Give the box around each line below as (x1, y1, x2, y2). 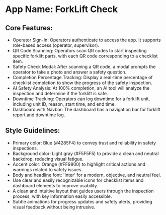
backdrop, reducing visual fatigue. (12, 156, 84, 162)
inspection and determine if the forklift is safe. (12, 91, 108, 96)
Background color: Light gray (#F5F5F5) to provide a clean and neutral (12, 150, 159, 157)
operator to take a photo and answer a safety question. (12, 69, 127, 75)
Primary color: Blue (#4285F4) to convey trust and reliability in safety (12, 139, 156, 146)
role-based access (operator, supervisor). (12, 42, 100, 48)
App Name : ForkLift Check (5, 4, 118, 15)
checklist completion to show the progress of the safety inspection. (12, 80, 152, 86)
